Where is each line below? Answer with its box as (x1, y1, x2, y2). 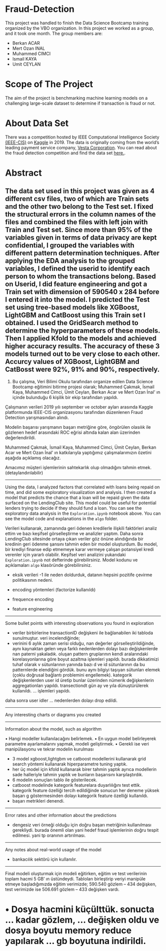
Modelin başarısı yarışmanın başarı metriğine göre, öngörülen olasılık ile (5, 424, 151, 430)
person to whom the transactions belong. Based (5, 272, 156, 281)
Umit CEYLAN (12, 61, 41, 67)
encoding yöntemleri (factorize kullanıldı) (12, 587, 96, 593)
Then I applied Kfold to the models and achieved (5, 334, 157, 343)
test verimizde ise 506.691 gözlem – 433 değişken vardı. (5, 886, 120, 892)
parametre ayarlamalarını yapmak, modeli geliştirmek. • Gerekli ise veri (5, 741, 149, 747)
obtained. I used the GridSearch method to (5, 319, 139, 327)
